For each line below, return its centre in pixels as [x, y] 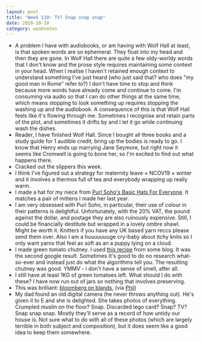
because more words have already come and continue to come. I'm [98, 90]
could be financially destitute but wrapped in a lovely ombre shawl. [97, 224]
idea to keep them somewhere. [53, 332]
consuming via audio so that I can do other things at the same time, [98, 97]
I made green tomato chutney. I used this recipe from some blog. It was [103, 250]
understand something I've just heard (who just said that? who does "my [104, 77]
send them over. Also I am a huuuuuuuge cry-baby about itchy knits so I [103, 237]
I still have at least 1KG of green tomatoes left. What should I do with [98, 275]
